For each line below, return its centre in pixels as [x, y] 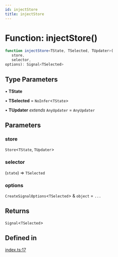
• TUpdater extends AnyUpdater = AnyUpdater [50, 110]
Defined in [21, 238]
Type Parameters [31, 80]
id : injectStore [21, 9]
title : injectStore [25, 14]
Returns [17, 211]
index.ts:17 [16, 250]
